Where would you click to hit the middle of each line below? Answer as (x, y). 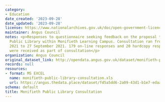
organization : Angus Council (35, 55)
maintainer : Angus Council (33, 32)
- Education (17, 14)
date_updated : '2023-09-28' (34, 23)
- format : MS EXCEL (25, 74)
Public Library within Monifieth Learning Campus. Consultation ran (81, 42)
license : (14, 28)
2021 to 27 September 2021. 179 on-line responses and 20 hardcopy (80, 46)
